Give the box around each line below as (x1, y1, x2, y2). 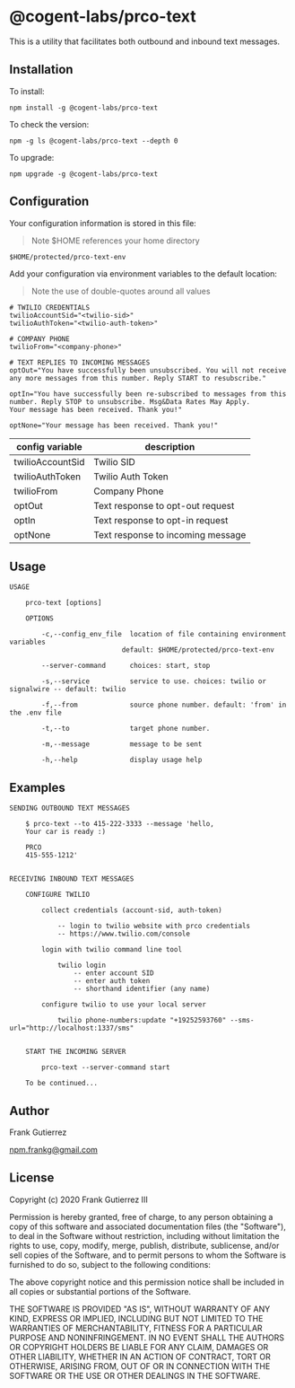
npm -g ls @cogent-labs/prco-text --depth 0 (9, 136, 178, 145)
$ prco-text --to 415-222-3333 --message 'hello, (25, 820, 215, 829)
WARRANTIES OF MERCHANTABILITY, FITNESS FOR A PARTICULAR (9, 1322, 263, 1333)
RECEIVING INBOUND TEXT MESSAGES (9, 874, 134, 883)
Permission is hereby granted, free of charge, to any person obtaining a (9, 1211, 273, 1222)
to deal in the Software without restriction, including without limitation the (9, 1230, 280, 1241)
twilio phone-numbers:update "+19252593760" (56, 1016, 227, 1025)
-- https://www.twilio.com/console (56, 929, 191, 939)
